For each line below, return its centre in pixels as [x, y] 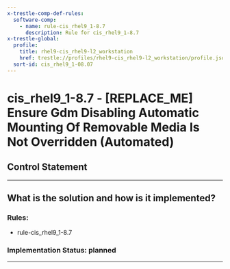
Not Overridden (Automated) [91, 142]
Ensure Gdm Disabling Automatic [103, 113]
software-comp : [35, 20]
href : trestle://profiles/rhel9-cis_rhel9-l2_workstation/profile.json [124, 58]
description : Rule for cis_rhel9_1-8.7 [82, 33]
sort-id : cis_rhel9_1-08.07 [53, 64]
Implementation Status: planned [62, 251]
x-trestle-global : [33, 39]
